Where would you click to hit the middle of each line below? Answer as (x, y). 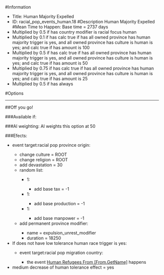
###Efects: (16, 136)
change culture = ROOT (43, 155)
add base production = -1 (59, 204)
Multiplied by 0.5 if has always (42, 84)
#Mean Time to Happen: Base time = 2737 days (60, 27)
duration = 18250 (44, 238)
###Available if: (21, 117)
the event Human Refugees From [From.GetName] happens (86, 262)
